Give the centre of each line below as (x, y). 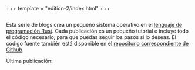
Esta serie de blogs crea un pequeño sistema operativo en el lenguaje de (94, 25)
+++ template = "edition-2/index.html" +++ (58, 8)
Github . (15, 50)
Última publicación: (29, 61)
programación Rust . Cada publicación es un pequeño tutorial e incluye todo (97, 31)
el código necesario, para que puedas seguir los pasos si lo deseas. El (91, 37)
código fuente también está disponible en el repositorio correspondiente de (97, 43)
